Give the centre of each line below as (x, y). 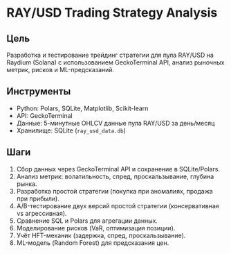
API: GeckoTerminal (45, 115)
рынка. (27, 184)
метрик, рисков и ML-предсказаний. (61, 70)
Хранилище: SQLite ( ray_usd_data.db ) (71, 130)
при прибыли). (38, 198)
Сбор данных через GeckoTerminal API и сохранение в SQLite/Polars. (118, 169)
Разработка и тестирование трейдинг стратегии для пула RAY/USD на (110, 55)
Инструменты (39, 92)
